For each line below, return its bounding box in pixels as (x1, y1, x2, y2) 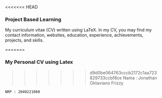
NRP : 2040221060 (5, 89, 40, 94)
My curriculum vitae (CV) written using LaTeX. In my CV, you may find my (5, 27, 152, 33)
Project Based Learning (5, 16, 62, 23)
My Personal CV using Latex (5, 59, 73, 66)
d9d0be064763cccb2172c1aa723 (90, 70, 157, 75)
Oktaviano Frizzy (90, 80, 124, 86)
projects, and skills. (5, 37, 44, 43)
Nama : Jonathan (123, 75, 157, 81)
